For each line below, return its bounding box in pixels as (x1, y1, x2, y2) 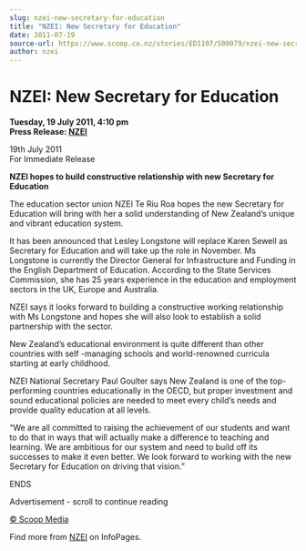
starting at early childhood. (9, 358, 111, 369)
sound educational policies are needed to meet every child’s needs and (9, 395, 277, 406)
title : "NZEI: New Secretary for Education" (9, 22, 181, 31)
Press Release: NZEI (9, 127, 88, 138)
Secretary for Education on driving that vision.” (9, 461, 185, 472)
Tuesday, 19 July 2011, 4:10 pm (9, 117, 129, 128)
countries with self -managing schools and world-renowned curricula (9, 348, 270, 360)
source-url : (9, 38, 55, 48)
